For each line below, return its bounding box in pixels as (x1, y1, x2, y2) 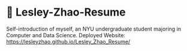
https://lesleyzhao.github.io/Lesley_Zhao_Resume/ (6, 38, 131, 45)
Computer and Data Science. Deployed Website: (6, 31, 126, 38)
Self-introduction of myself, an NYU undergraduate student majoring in (6, 25, 182, 32)
